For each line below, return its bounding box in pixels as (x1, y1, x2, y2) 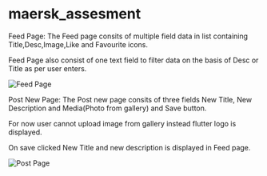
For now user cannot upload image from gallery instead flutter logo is (8, 118, 237, 128)
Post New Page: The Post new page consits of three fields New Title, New (8, 94, 253, 104)
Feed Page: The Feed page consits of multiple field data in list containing (8, 31, 249, 41)
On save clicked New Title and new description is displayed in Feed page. (8, 142, 251, 152)
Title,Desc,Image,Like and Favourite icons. (8, 39, 149, 49)
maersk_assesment (8, 5, 141, 23)
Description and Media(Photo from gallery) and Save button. (8, 103, 207, 113)
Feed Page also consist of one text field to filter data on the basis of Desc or (8, 55, 259, 65)
